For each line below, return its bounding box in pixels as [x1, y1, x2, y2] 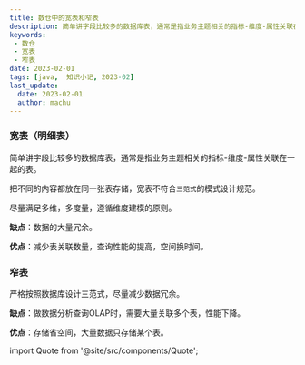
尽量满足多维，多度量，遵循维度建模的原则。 [9, 202, 177, 213]
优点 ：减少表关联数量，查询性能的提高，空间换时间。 [9, 240, 209, 251]
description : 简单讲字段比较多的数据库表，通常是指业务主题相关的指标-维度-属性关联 [9, 22, 293, 31]
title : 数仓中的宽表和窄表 [9, 13, 100, 23]
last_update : [9, 81, 59, 90]
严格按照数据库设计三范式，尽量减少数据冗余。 [9, 288, 184, 299]
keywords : [9, 30, 47, 39]
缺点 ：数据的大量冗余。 [9, 221, 97, 232]
